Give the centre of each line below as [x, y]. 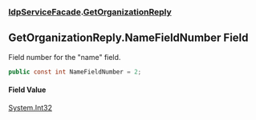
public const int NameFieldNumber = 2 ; [75, 72]
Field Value [27, 90]
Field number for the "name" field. [65, 57]
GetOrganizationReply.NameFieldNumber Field [128, 38]
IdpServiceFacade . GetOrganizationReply [90, 12]
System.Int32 [30, 107]
